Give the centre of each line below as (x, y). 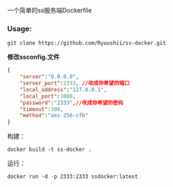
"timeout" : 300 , (42, 109)
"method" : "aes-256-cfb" (54, 116)
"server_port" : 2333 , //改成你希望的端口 (75, 83)
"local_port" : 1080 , (48, 96)
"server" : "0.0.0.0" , (49, 77)
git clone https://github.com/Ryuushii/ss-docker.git (87, 43)
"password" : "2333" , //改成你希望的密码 (72, 103)
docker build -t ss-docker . (49, 150)
